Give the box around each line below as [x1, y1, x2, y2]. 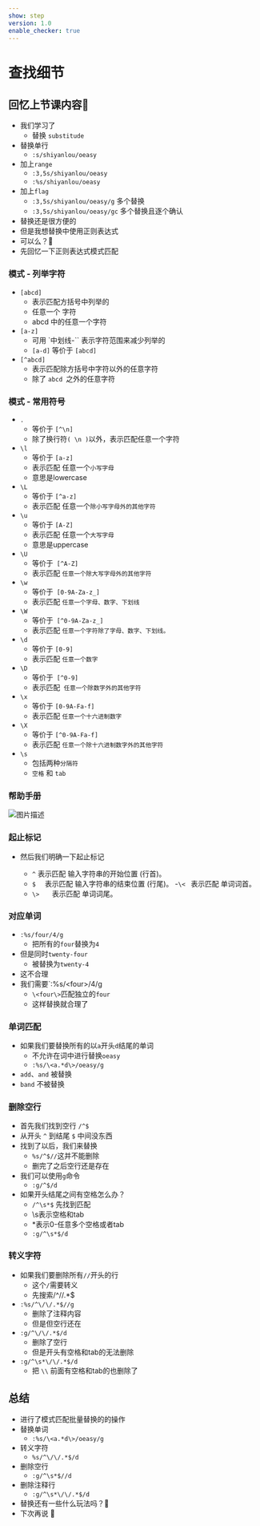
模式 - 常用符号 [8, 396, 66, 407]
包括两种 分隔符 [31, 758, 78, 768]
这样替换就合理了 [31, 999, 89, 1008]
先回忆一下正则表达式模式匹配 [19, 246, 118, 256]
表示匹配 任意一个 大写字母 [31, 530, 114, 539]
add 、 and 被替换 [19, 1069, 72, 1079]
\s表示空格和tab [31, 1209, 85, 1219]
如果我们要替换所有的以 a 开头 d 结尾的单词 [19, 1041, 154, 1051]
